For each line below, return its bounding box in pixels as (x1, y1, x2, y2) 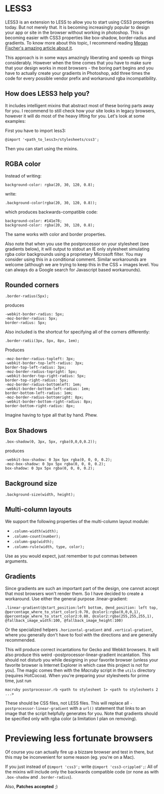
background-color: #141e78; (5, 218, 62, 223)
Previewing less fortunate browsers (5, 732, 153, 744)
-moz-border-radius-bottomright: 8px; (5, 395, 84, 400)
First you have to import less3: (5, 128, 66, 134)
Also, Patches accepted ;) (5, 783, 58, 789)
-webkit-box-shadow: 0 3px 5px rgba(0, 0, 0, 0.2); (5, 457, 112, 462)
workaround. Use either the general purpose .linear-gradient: (5, 595, 128, 602)
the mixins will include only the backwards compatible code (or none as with (5, 769, 159, 774)
